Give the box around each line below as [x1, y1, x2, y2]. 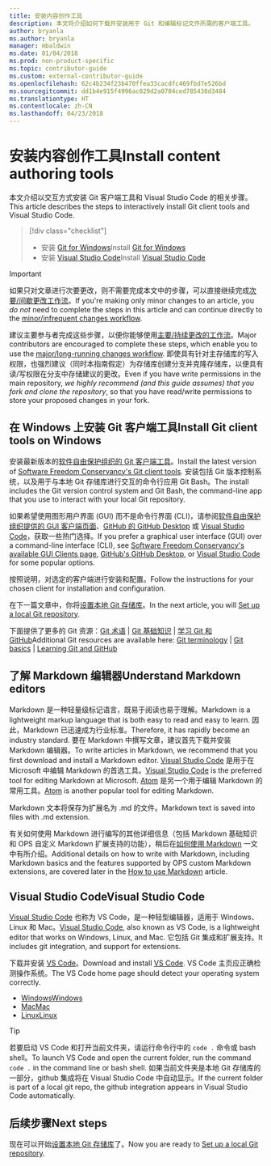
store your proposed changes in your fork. [9, 395, 150, 405]
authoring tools [9, 165, 115, 183]
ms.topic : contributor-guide [9, 65, 107, 73]
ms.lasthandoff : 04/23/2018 [9, 110, 104, 118]
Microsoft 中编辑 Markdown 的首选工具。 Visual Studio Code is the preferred [9, 765, 263, 775]
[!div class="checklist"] [28, 226, 107, 235]
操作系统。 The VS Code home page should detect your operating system [15, 969, 260, 978]
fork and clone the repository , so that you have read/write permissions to [9, 386, 252, 396]
